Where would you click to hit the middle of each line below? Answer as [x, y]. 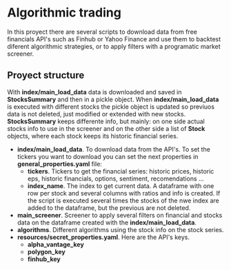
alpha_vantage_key [56, 244]
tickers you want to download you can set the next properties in [108, 156]
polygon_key [46, 251]
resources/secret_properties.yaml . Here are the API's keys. [103, 237]
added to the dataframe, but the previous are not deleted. [109, 207]
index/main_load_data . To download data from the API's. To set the [113, 149]
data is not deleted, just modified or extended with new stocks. [97, 114]
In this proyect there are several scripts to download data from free [102, 32]
